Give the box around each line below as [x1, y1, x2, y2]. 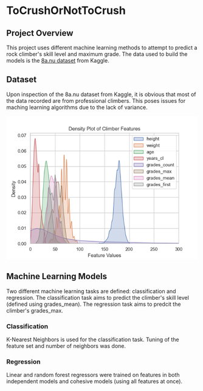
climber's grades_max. [6, 306, 64, 314]
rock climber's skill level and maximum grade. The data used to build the [6, 50, 188, 58]
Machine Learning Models [6, 271, 108, 282]
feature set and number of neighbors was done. [6, 342, 126, 350]
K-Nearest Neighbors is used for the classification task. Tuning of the [6, 336, 179, 343]
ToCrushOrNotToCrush [6, 4, 126, 18]
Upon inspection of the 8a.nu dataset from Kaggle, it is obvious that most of [6, 91, 196, 98]
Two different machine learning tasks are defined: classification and [6, 287, 176, 295]
